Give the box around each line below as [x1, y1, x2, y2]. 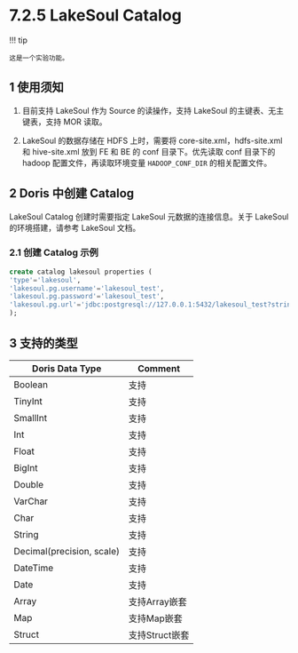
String [13, 528, 39, 540]
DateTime [13, 561, 54, 574]
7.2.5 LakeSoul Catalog [9, 5, 182, 26]
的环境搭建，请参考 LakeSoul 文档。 [9, 222, 141, 233]
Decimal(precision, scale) [13, 545, 121, 557]
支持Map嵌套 [128, 612, 184, 625]
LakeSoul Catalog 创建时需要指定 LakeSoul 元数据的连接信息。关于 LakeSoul [9, 211, 289, 222]
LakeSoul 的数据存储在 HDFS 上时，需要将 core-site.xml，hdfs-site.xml [21, 135, 283, 146]
